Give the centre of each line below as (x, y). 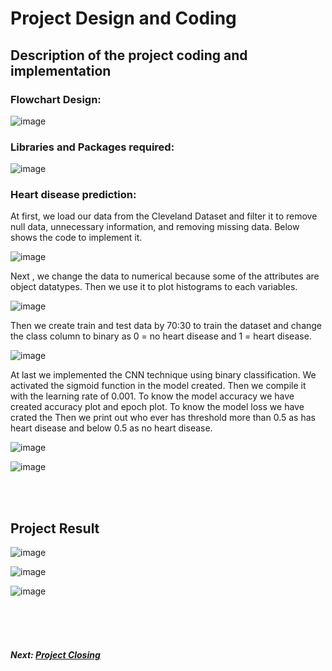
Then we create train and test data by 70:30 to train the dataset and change (166, 326)
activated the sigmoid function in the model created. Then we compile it (158, 386)
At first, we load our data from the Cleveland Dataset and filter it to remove (164, 216)
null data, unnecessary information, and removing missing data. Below (155, 227)
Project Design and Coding (123, 18)
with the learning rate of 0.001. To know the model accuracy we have (152, 396)
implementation (61, 70)
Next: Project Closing (55, 654)
